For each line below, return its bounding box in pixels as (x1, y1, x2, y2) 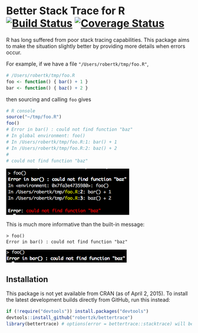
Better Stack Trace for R (6, 4, 126, 18)
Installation (6, 274, 48, 284)
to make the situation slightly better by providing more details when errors (6, 43, 186, 50)
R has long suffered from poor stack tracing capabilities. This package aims (6, 36, 190, 43)
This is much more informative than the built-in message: (6, 221, 145, 228)
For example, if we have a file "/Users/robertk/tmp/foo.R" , (6, 60, 149, 67)
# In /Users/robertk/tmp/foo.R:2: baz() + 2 (6, 145, 117, 151)
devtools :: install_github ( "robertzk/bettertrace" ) (6, 315, 133, 321)
